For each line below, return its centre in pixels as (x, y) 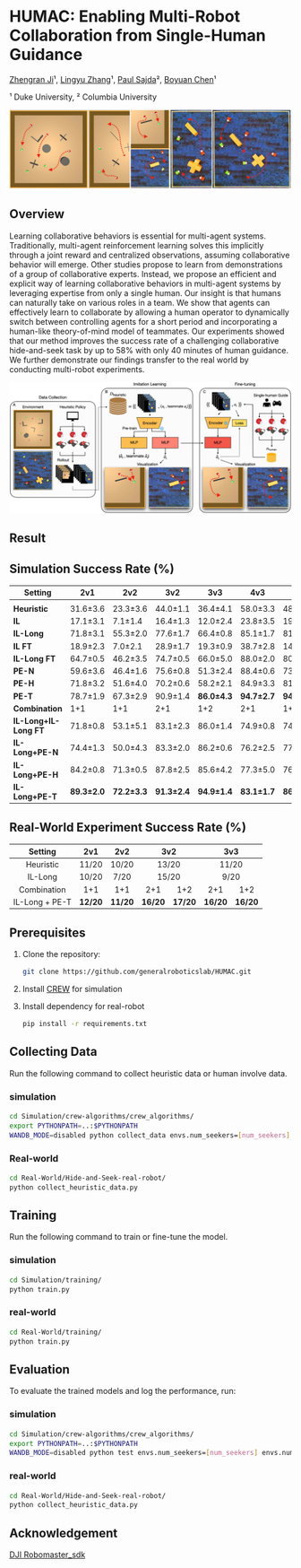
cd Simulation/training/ (56, 1280)
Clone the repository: (61, 954)
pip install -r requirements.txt (85, 1024)
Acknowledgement (64, 1533)
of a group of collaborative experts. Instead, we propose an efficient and (143, 274)
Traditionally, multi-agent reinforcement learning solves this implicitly (137, 245)
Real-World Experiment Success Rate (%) (128, 827)
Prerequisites (47, 932)
